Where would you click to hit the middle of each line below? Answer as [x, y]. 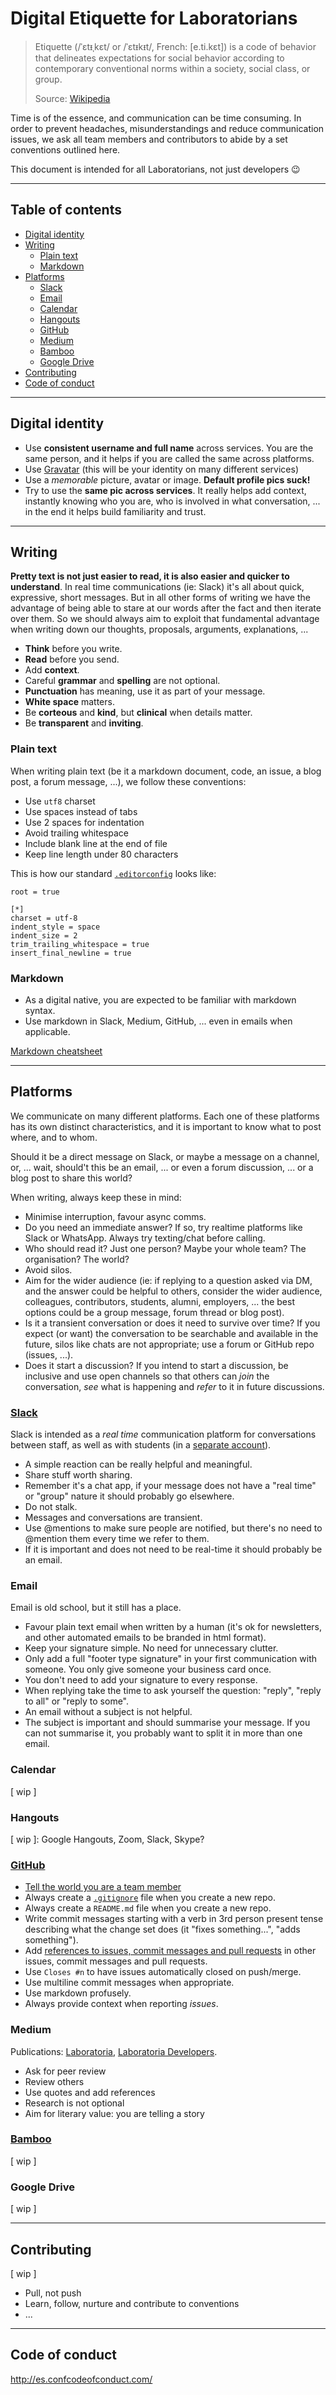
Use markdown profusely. [78, 1993]
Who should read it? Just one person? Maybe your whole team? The [165, 1248]
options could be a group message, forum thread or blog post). [154, 1312]
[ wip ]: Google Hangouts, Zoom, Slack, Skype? [107, 1839]
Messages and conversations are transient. [113, 1518]
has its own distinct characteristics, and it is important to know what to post [166, 1126]
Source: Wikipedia [72, 98]
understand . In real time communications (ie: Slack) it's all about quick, [157, 587]
